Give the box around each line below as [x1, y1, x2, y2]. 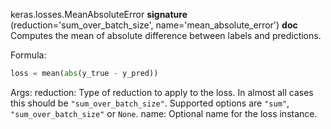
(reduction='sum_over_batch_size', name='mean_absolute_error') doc [10, 19, 298, 31]
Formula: [10, 49, 47, 61]
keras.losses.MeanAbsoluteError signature [10, 9, 188, 20]
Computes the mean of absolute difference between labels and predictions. [10, 30, 322, 41]
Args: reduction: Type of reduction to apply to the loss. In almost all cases [10, 86, 314, 98]
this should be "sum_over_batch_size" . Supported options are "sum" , [10, 97, 290, 109]
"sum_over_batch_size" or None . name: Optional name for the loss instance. [10, 107, 318, 119]
